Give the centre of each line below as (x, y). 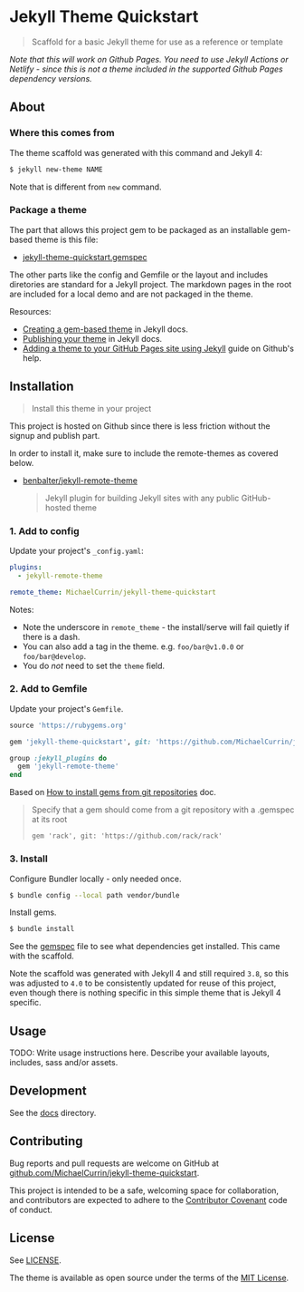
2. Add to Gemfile (48, 689)
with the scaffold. (42, 956)
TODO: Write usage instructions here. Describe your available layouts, (139, 1053)
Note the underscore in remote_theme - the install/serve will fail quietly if (156, 627)
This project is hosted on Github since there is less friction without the (140, 426)
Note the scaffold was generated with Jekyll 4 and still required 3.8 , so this (149, 974)
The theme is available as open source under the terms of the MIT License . (149, 1277)
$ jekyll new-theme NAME (56, 170)
